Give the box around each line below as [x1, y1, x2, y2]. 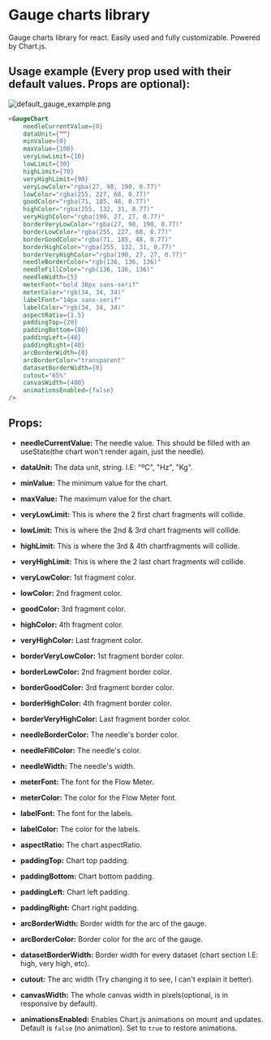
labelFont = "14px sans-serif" [23, 296, 122, 304]
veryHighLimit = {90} [23, 175, 89, 183]
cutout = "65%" [23, 371, 67, 379]
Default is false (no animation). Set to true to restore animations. [19, 1023, 238, 1033]
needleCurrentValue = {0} [23, 122, 104, 131]
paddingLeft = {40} [23, 334, 82, 342]
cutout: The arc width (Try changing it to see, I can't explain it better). [19, 974, 254, 984]
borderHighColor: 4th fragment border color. [19, 698, 172, 708]
